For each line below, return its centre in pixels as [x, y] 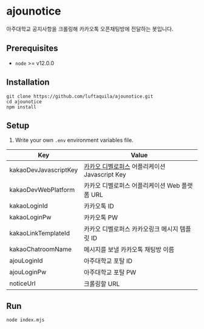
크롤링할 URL [102, 284]
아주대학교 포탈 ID [108, 261]
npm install [21, 107]
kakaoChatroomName [40, 249]
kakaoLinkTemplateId [39, 233]
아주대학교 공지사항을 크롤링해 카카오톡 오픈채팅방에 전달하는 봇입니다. [90, 29]
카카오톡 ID [99, 207]
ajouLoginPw [28, 272]
